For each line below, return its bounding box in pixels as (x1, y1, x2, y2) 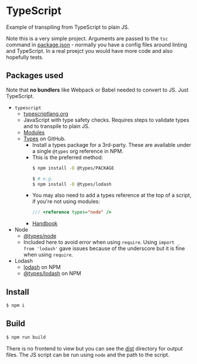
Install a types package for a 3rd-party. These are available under (32, 141, 191, 148)
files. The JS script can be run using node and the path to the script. (6, 351, 170, 358)
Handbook (32, 220, 58, 227)
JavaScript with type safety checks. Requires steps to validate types (23, 116, 189, 123)
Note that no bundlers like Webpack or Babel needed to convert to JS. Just (6, 86, 189, 93)
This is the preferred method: (32, 154, 103, 161)
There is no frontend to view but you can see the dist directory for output (6, 345, 183, 352)
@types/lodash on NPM (23, 270, 81, 277)
